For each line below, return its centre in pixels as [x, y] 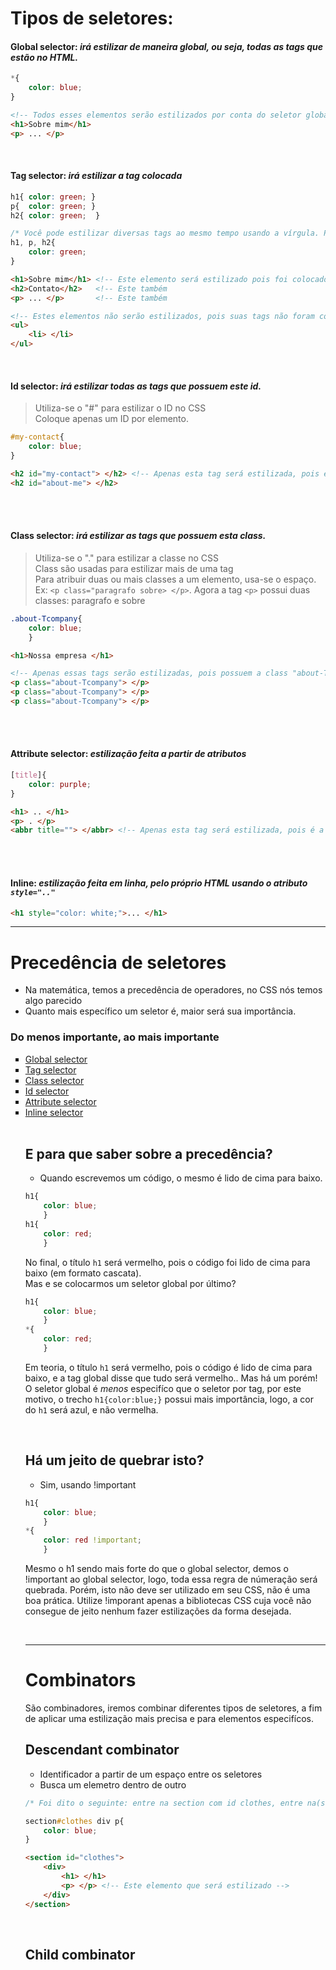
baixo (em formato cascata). [83, 1273]
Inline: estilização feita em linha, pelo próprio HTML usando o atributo [159, 883]
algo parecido [53, 1001]
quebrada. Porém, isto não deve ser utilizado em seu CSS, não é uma [167, 1590]
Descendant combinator [102, 1750]
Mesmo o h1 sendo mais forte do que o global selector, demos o [156, 1569]
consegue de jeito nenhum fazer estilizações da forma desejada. [158, 1611]
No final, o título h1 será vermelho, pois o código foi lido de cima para [167, 1262]
